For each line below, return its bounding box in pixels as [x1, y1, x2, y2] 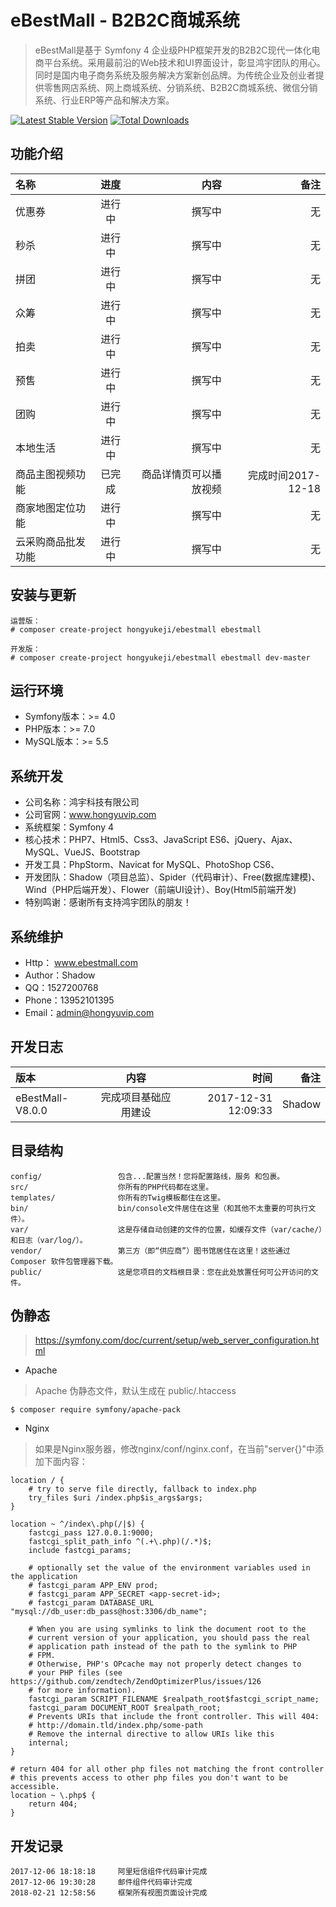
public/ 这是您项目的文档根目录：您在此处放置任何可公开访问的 [10, 1267, 312, 1277]
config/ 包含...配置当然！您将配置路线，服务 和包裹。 [10, 1171, 285, 1181]
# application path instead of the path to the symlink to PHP [28, 1642, 298, 1652]
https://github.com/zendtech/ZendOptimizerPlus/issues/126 [10, 1677, 262, 1687]
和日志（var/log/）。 [10, 1235, 88, 1245]
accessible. [10, 1782, 60, 1792]
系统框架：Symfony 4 [24, 821, 114, 833]
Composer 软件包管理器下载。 [10, 1256, 118, 1266]
